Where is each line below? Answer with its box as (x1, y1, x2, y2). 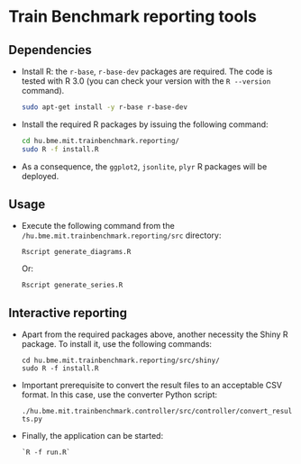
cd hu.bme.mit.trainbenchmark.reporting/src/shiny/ (21, 356, 220, 366)
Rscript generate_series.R (21, 281, 123, 290)
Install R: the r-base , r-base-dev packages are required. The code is (21, 66, 273, 77)
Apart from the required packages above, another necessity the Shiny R (21, 329, 289, 340)
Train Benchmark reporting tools (8, 6, 258, 27)
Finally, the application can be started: (21, 431, 164, 441)
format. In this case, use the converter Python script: (21, 389, 218, 400)
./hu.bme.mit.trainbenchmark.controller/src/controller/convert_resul (21, 407, 293, 416)
